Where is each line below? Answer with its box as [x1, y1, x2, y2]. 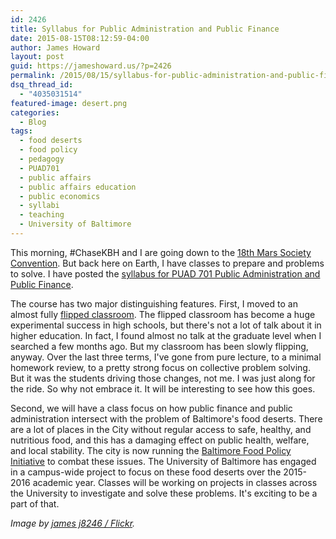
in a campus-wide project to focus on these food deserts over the [10, 466, 282, 478]
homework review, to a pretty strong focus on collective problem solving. [10, 361, 311, 373]
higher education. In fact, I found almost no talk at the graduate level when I [10, 329, 322, 341]
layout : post [10, 52, 65, 62]
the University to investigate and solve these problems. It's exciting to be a [10, 487, 318, 499]
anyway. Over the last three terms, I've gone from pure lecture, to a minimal [10, 351, 322, 363]
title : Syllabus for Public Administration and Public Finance [10, 24, 280, 34]
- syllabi [19, 201, 60, 211]
